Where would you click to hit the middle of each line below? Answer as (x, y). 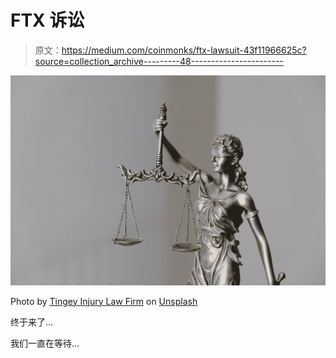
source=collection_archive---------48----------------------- (159, 61)
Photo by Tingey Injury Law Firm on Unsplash (104, 301)
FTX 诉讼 (47, 20)
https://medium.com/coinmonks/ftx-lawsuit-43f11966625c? (184, 50)
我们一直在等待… (45, 343)
